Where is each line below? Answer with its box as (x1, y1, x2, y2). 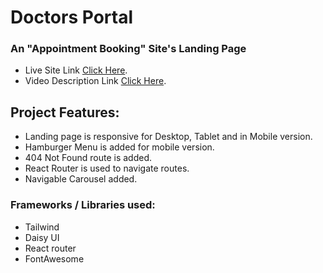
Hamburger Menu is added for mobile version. (24, 141, 215, 153)
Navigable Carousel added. (24, 173, 138, 185)
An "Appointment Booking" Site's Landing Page (10, 42, 247, 56)
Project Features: (10, 104, 120, 121)
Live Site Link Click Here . (24, 64, 128, 76)
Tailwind (24, 221, 60, 233)
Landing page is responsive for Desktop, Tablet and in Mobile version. (24, 131, 313, 143)
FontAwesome (24, 252, 85, 265)
